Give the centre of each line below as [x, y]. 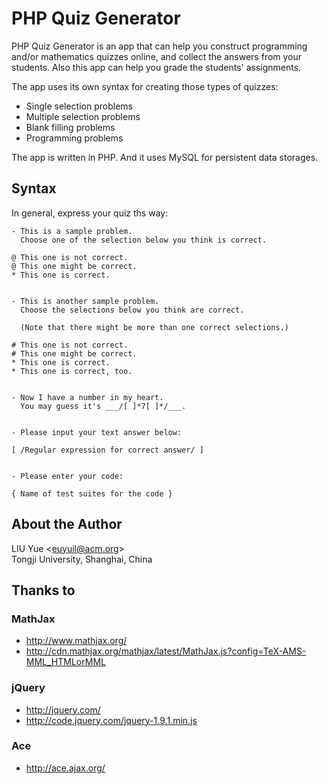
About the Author [67, 524]
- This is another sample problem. [85, 301]
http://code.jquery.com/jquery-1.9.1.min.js [111, 720]
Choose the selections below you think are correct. [132, 310]
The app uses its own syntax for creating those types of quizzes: [145, 86]
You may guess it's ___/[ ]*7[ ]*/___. [103, 406]
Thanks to [43, 590]
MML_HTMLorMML [65, 662]
